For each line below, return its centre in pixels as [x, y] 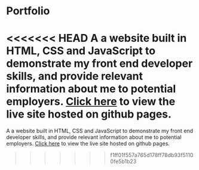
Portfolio [28, 11]
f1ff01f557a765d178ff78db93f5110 [152, 155]
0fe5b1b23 [123, 162]
